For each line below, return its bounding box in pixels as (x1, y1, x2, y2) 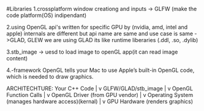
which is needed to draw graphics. (6, 73, 94, 80)
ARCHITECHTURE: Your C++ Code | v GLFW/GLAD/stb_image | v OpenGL (6, 85, 193, 92)
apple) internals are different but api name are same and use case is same (6, 30, 194, 37)
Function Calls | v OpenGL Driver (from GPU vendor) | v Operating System (6, 91, 194, 98)
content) (6, 55, 28, 62)
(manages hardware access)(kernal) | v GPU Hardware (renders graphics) (6, 98, 194, 105)
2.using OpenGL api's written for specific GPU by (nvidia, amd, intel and (6, 24, 188, 30)
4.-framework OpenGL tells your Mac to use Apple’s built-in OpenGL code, (6, 66, 195, 74)
